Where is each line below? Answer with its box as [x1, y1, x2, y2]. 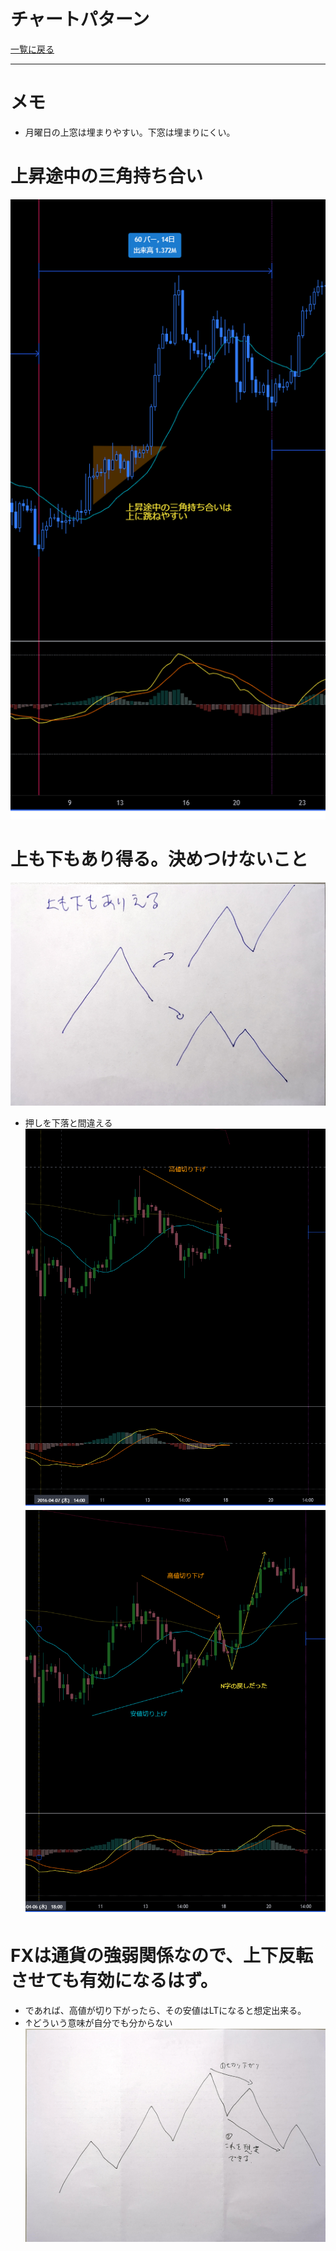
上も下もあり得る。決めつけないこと [10, 848, 309, 871]
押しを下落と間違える [24, 1117, 113, 1129]
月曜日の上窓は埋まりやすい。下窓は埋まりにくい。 [24, 126, 236, 138]
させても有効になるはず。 [10, 1970, 218, 1992]
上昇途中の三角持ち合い [10, 165, 204, 188]
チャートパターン [10, 8, 150, 31]
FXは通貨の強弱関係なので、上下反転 [10, 1945, 313, 1967]
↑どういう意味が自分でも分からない [24, 2016, 173, 2029]
